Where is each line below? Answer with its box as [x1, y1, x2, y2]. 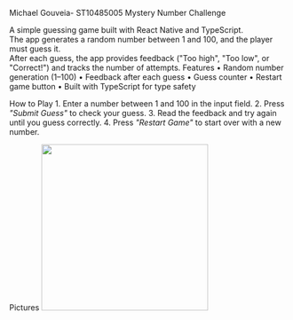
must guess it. [9, 43, 61, 54]
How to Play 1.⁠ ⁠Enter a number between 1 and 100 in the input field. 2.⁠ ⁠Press [9, 98, 285, 109]
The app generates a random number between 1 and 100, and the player [9, 35, 273, 44]
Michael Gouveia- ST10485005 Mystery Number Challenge [9, 8, 226, 18]
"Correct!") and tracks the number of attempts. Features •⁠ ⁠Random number [9, 62, 284, 73]
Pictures [9, 302, 40, 313]
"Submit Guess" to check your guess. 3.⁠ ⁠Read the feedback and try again [9, 108, 277, 118]
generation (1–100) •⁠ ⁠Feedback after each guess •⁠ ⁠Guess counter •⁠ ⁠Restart [9, 72, 282, 82]
